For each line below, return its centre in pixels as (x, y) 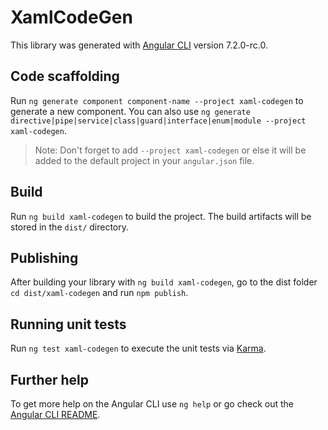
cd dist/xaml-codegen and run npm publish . (99, 293)
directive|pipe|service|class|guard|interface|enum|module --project (158, 121)
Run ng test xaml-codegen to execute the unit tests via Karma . (138, 348)
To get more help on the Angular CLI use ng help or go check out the (152, 404)
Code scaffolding (65, 76)
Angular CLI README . (55, 414)
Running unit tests (68, 324)
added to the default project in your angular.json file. (144, 160)
